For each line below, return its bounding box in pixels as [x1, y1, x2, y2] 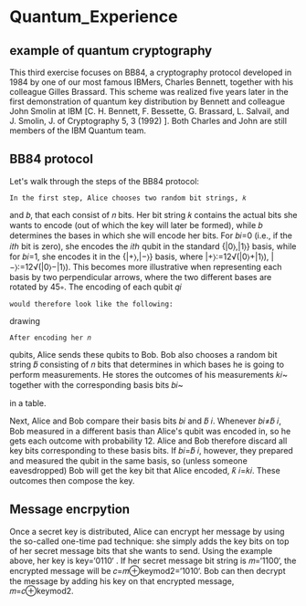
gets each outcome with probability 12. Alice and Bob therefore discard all [9, 435, 288, 446]
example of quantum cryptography [9, 43, 213, 58]
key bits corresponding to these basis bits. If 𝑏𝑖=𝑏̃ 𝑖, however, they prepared [9, 444, 294, 455]
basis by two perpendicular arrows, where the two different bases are [9, 271, 272, 282]
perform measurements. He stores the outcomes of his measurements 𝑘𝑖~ [9, 369, 289, 380]
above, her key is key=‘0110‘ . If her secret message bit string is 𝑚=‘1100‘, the [9, 555, 297, 566]
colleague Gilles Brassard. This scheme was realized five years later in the [9, 87, 290, 97]
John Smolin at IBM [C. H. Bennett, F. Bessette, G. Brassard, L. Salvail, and [9, 106, 290, 116]
